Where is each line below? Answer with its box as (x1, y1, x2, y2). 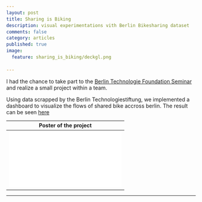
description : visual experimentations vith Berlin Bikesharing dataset (6, 22, 189, 28)
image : (6, 48, 23, 54)
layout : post (6, 10, 39, 16)
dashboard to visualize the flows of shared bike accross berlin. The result (6, 102, 188, 109)
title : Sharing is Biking (6, 16, 71, 22)
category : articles (6, 35, 55, 41)
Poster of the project (38, 122, 92, 129)
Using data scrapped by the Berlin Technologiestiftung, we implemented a (6, 96, 190, 103)
